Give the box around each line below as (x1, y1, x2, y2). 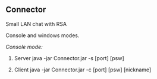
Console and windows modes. (5, 32, 80, 39)
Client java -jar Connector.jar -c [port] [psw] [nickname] (14, 66, 152, 73)
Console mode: (5, 43, 43, 50)
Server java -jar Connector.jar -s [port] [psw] (14, 54, 124, 61)
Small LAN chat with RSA (5, 20, 67, 27)
